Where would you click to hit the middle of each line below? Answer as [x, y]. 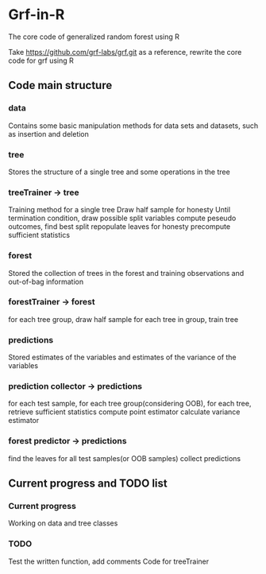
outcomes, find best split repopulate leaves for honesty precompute [120, 227]
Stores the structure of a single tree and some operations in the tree [119, 172]
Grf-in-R [37, 15]
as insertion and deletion [49, 134]
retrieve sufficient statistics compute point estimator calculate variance [124, 412]
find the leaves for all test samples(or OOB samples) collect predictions [124, 458]
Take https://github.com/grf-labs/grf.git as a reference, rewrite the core [125, 52]
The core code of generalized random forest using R [94, 37]
